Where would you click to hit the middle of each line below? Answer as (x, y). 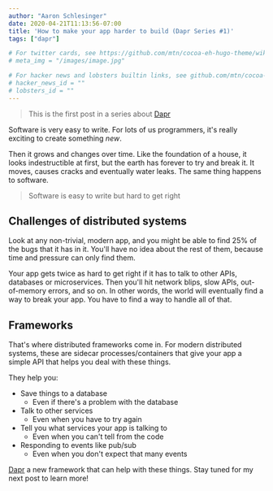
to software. (28, 180)
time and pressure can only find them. (72, 258)
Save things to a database (64, 393)
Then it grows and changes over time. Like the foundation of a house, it (128, 154)
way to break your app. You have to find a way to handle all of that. (120, 300)
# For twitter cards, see (52, 54)
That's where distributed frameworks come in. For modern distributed (125, 345)
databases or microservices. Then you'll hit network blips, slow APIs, (124, 282)
